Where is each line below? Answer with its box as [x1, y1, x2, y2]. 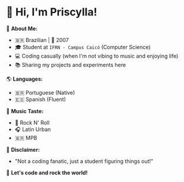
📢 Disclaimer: [6, 146, 40, 153]
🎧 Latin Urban [14, 126, 51, 133]
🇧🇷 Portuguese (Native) [14, 89, 75, 96]
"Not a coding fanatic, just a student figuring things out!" [14, 157, 154, 165]
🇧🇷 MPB [14, 134, 37, 141]
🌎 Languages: [6, 75, 43, 82]
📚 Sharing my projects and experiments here [14, 61, 126, 68]
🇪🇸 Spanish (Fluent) [14, 95, 66, 103]
